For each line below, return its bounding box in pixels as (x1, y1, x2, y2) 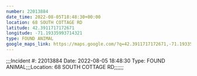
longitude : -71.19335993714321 (6, 30, 83, 36)
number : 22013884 (6, 8, 49, 15)
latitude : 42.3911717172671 (6, 25, 75, 31)
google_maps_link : (6, 42, 51, 47)
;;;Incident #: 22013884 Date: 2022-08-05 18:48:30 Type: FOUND (6, 57, 165, 64)
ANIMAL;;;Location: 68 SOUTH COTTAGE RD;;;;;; (6, 63, 124, 70)
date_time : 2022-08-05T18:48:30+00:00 (6, 14, 101, 20)
